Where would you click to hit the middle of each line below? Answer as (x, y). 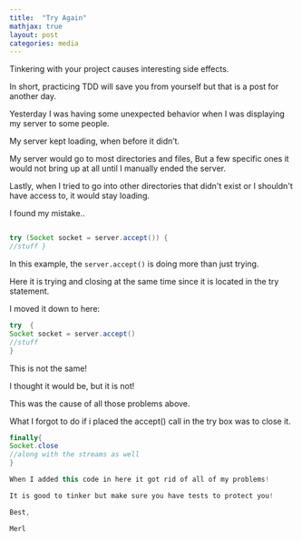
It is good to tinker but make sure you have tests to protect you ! (141, 496)
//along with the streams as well (75, 455)
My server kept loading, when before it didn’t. (94, 141)
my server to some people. (60, 124)
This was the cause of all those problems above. (100, 403)
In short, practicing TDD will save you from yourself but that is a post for (144, 86)
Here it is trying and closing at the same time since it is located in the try (144, 281)
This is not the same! (49, 368)
